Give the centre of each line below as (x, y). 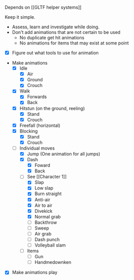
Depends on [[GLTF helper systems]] (43, 7)
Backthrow (46, 222)
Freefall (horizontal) (40, 125)
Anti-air (43, 200)
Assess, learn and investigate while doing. (56, 27)
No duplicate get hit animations (52, 38)
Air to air (43, 205)
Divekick (44, 211)
